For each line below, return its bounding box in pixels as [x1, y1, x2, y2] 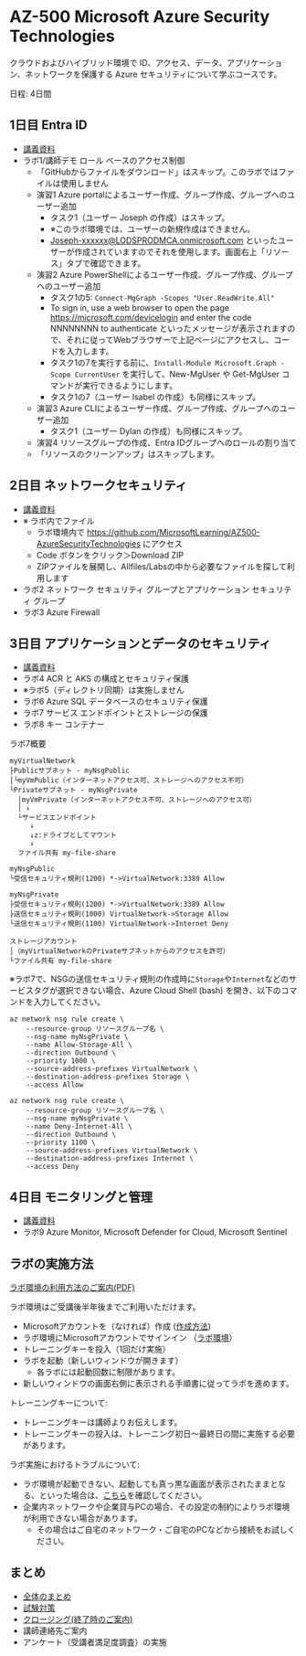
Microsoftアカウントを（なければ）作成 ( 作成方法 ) [22, 1321, 212, 1332]
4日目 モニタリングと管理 [9, 1189, 153, 1205]
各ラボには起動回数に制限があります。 [36, 1366, 181, 1377]
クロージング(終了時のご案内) [22, 1613, 133, 1624]
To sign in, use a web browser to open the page [49, 302, 230, 313]
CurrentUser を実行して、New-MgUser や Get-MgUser [74, 368, 280, 379]
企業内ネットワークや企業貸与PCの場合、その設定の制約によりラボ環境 [22, 1502, 290, 1512]
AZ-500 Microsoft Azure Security [9, 6, 270, 27]
